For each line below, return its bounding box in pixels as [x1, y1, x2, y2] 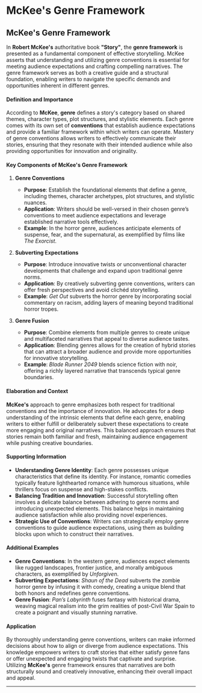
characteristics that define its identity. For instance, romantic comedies [14, 473, 191, 480]
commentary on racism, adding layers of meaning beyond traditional [23, 299, 194, 306]
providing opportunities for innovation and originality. [6, 148, 138, 155]
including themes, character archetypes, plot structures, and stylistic [23, 193, 195, 200]
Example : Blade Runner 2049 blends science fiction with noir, [23, 361, 177, 368]
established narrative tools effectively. [23, 218, 118, 226]
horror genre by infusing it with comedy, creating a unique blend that [14, 583, 186, 591]
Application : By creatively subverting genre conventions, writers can [23, 280, 195, 287]
